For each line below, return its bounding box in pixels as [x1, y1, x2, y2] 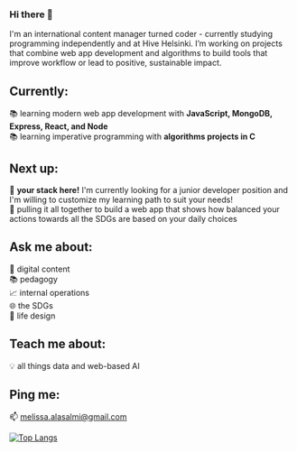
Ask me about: [9, 239, 93, 255]
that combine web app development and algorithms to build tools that [9, 48, 268, 59]
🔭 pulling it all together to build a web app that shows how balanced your [9, 203, 280, 215]
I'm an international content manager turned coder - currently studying [9, 29, 274, 40]
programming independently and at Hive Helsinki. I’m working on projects [9, 38, 283, 49]
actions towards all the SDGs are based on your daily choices [9, 213, 237, 224]
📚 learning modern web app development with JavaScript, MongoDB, [9, 108, 273, 119]
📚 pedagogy [9, 273, 59, 284]
